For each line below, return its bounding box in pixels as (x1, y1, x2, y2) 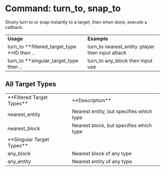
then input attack (87, 49, 127, 56)
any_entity (7, 158, 31, 165)
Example (87, 35, 109, 42)
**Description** (72, 97, 111, 104)
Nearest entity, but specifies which (72, 108, 152, 115)
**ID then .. (7, 49, 35, 56)
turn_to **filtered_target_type (7, 43, 77, 50)
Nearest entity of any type (72, 158, 133, 165)
